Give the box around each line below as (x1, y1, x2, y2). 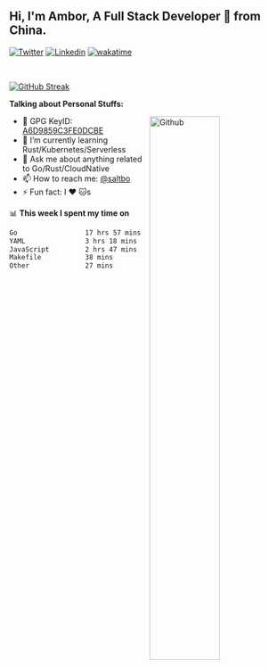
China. (9, 23, 47, 38)
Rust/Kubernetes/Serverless (21, 144, 126, 154)
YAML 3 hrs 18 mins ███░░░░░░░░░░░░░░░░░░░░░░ (9, 236, 249, 245)
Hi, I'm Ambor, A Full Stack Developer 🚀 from (9, 9, 261, 24)
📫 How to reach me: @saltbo (21, 173, 131, 184)
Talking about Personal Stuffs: (9, 98, 124, 109)
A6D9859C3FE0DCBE (21, 125, 104, 136)
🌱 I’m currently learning (21, 135, 109, 145)
